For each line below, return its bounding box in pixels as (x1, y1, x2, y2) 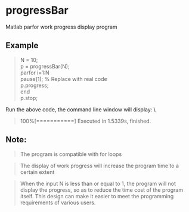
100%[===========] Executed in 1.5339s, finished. (20, 117, 151, 124)
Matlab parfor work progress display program (5, 23, 117, 30)
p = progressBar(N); (20, 63, 70, 70)
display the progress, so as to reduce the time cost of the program (20, 186, 183, 194)
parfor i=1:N (20, 69, 50, 76)
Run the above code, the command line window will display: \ (5, 105, 156, 113)
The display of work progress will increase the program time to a (20, 162, 179, 169)
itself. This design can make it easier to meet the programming (20, 192, 174, 199)
